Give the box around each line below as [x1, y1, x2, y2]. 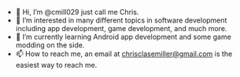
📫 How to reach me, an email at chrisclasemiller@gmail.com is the [15, 49, 233, 58]
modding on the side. [15, 40, 85, 50]
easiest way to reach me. [15, 61, 98, 69]
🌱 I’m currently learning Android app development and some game [15, 32, 232, 41]
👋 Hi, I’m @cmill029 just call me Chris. [15, 8, 139, 16]
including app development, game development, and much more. [15, 24, 227, 33]
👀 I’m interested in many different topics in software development [15, 16, 227, 25]
